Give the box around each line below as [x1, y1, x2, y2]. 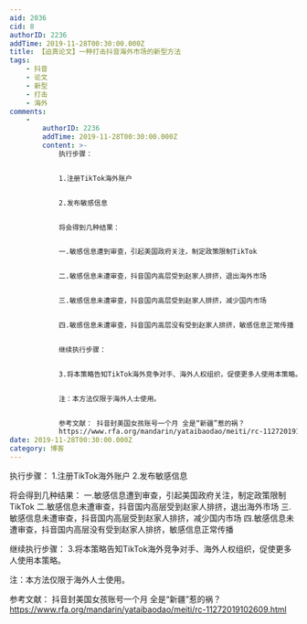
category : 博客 [9, 444, 65, 453]
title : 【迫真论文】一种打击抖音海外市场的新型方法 [9, 48, 181, 57]
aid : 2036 [9, 13, 48, 23]
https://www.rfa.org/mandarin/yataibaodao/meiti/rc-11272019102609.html [9, 604, 288, 615]
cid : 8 [9, 22, 35, 31]
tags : [9, 56, 30, 65]
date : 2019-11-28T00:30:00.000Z [9, 436, 132, 445]
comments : [9, 107, 48, 116]
